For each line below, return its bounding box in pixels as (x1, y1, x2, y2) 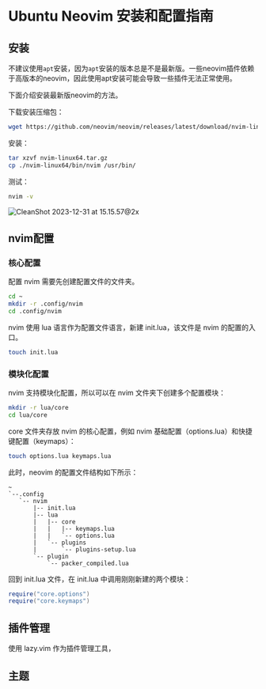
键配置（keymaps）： (8, 436, 77, 445)
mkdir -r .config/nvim (8, 300, 83, 309)
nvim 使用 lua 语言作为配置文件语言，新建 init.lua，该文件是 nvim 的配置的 (8, 322, 249, 332)
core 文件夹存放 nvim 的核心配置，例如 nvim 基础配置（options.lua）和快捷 (8, 426, 253, 436)
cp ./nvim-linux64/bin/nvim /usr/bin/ (8, 161, 136, 169)
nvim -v (8, 192, 34, 200)
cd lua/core (8, 411, 47, 419)
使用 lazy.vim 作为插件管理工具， (8, 644, 116, 653)
